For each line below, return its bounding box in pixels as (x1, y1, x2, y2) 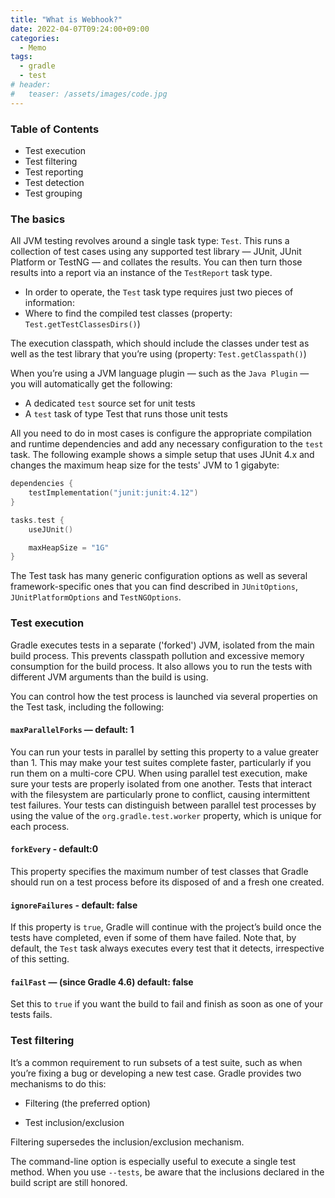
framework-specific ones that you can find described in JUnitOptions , (10, 581, 298, 593)
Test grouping (24, 187, 83, 199)
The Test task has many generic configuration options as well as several (10, 570, 308, 582)
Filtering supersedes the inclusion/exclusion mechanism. (10, 1136, 245, 1148)
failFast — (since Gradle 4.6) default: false (10, 976, 194, 988)
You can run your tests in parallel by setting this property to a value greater (10, 746, 319, 758)
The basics (10, 212, 66, 226)
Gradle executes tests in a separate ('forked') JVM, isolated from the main (10, 639, 315, 651)
